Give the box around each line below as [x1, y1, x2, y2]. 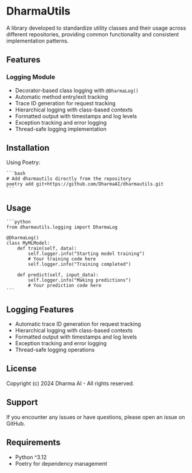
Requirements [6, 437, 61, 448]
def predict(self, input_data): [17, 272, 99, 278]
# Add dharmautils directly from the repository [6, 176, 131, 182]
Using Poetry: [6, 159, 41, 166]
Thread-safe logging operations [15, 346, 95, 354]
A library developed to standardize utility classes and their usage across [6, 24, 187, 31]
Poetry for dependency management [15, 460, 108, 467]
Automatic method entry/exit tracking [15, 93, 108, 101]
